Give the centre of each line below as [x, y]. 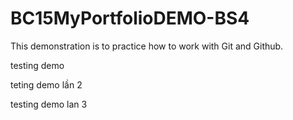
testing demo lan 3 [49, 104]
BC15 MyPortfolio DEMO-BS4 [130, 18]
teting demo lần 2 [46, 84]
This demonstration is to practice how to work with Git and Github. [147, 46]
